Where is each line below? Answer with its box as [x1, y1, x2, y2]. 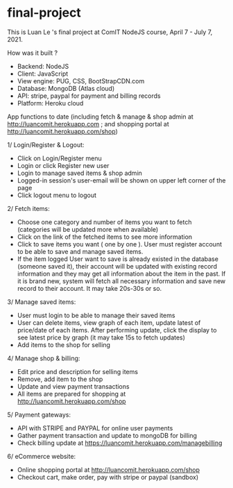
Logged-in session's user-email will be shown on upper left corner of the [17, 176, 226, 185]
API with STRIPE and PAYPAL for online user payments [17, 423, 173, 432]
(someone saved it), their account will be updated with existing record [17, 262, 217, 270]
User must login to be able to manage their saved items [17, 311, 175, 319]
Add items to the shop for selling [17, 340, 111, 348]
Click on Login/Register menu [17, 154, 102, 162]
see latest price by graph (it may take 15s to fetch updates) [17, 333, 186, 342]
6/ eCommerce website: [7, 452, 76, 460]
